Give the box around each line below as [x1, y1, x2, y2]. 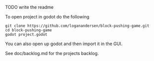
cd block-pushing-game [5, 28, 52, 33]
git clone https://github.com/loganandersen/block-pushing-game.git [5, 23, 150, 28]
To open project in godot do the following [5, 14, 90, 19]
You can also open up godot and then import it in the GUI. [5, 41, 123, 47]
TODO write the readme [5, 4, 54, 10]
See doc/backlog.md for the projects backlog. [5, 51, 99, 56]
